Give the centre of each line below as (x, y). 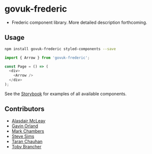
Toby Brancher (27, 146)
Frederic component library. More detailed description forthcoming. (79, 22)
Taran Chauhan (27, 141)
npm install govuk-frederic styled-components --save (60, 49)
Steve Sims (23, 136)
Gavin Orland (25, 126)
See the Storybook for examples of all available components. (66, 94)
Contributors (25, 109)
